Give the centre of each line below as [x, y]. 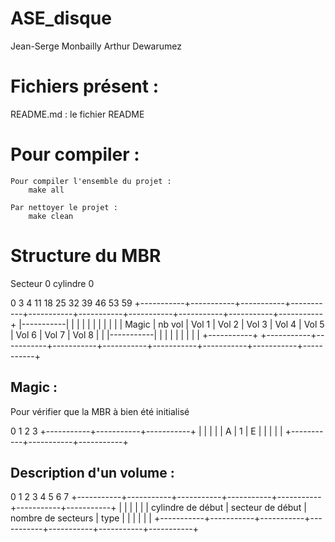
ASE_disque [61, 18]
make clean [51, 216]
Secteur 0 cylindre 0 [52, 283]
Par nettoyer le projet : [64, 207]
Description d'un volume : [92, 472]
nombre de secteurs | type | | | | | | [81, 518]
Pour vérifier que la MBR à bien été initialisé [100, 411]
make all [46, 190]
